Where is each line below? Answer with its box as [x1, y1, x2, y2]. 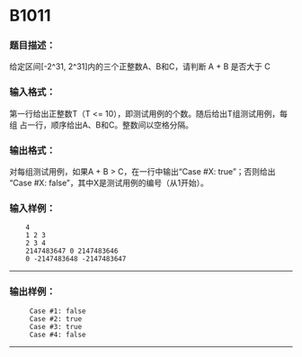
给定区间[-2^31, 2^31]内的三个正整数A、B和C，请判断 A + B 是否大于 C [9, 61, 271, 72]
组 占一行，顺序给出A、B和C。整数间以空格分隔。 [9, 119, 193, 130]
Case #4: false [29, 330, 87, 339]
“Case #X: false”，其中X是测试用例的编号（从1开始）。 [9, 177, 209, 189]
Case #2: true [29, 314, 83, 324]
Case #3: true [29, 322, 83, 331]
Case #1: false [29, 307, 87, 316]
